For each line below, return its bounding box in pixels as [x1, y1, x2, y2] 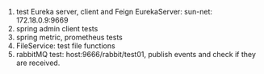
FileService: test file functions [15, 41, 115, 51]
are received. [15, 58, 61, 68]
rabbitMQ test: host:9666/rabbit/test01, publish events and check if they [15, 50, 257, 59]
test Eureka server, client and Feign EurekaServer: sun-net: [15, 7, 212, 16]
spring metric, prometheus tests [15, 32, 124, 42]
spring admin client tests [15, 24, 98, 33]
